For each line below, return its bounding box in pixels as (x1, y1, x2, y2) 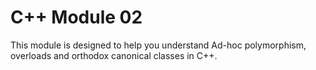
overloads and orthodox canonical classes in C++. (10, 49, 218, 61)
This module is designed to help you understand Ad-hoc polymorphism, (10, 39, 307, 51)
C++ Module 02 (10, 6, 143, 29)
